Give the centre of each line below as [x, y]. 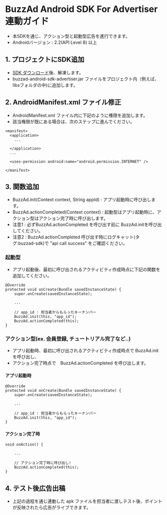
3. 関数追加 [22, 186]
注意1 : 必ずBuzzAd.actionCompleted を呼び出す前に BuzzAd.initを [80, 225]
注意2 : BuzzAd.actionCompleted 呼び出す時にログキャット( [74, 237]
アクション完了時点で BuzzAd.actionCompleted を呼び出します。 [80, 363]
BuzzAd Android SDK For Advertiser [82, 9]
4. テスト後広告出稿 [35, 488]
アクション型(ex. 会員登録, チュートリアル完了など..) [68, 339]
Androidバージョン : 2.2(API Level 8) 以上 [55, 42]
